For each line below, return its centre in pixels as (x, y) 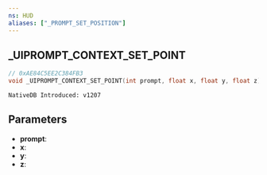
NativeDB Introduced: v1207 (55, 95)
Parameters (38, 120)
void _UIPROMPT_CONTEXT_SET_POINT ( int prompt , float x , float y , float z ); (136, 81)
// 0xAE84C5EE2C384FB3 (46, 74)
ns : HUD (21, 16)
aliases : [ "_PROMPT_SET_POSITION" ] (67, 23)
